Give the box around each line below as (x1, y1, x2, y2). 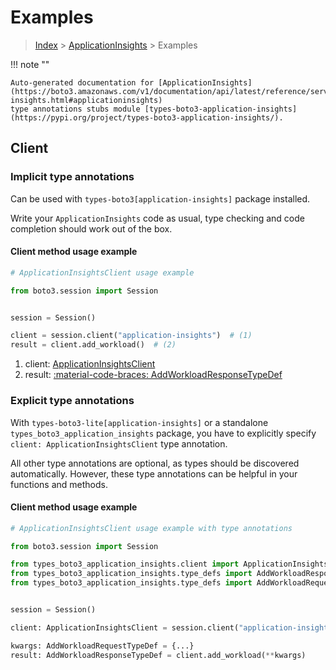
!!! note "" (10, 58, 50, 70)
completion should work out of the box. (10, 222, 173, 235)
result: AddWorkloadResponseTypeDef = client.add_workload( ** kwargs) (10, 650, 307, 660)
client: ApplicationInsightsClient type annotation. (10, 437, 228, 450)
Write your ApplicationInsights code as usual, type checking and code (10, 212, 305, 224)
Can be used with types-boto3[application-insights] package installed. (10, 192, 311, 205)
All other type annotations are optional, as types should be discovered (10, 457, 300, 469)
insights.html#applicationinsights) (10, 95, 163, 105)
